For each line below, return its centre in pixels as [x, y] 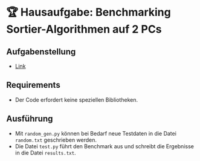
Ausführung [30, 119]
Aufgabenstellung [41, 52]
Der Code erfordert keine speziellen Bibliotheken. [76, 100]
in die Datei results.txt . [46, 153]
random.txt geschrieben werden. [56, 140]
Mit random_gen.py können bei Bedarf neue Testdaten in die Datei [96, 133]
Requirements [33, 85]
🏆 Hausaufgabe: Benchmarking [89, 12]
